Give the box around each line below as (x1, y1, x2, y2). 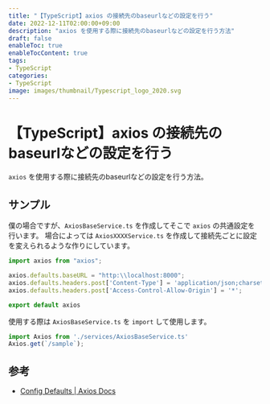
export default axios (8, 301, 81, 309)
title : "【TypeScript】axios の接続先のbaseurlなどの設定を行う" (8, 11, 214, 20)
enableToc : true (8, 42, 63, 50)
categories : (8, 72, 48, 80)
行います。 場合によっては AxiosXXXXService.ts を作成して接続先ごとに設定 (8, 231, 257, 241)
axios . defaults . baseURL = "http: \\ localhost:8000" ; (8, 271, 185, 279)
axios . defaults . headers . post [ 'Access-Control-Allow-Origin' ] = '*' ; (8, 287, 243, 295)
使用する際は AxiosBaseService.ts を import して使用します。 (8, 316, 211, 326)
